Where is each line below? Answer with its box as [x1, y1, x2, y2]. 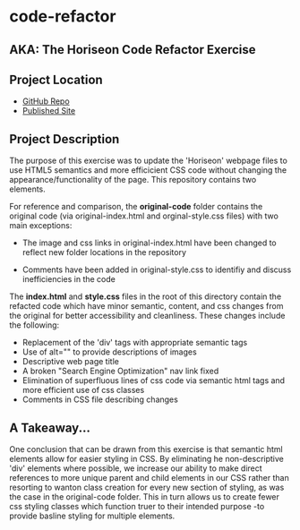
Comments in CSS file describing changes [21, 394, 179, 405]
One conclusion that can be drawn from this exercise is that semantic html [9, 444, 284, 455]
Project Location [9, 72, 103, 87]
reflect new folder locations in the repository [21, 247, 186, 258]
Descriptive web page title [21, 356, 119, 367]
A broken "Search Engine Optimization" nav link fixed [21, 365, 219, 377]
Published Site [21, 106, 76, 116]
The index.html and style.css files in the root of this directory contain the [9, 291, 282, 302]
